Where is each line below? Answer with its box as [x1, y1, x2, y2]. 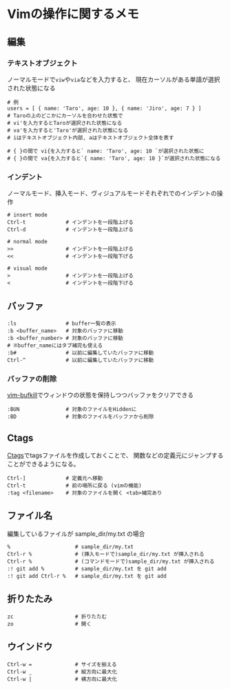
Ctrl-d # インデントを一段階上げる [7, 226, 134, 233]
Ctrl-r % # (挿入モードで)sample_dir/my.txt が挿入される [7, 550, 205, 557]
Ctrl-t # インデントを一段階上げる [7, 219, 134, 226]
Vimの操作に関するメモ [7, 6, 140, 22]
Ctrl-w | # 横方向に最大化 [7, 675, 118, 683]
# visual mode [7, 265, 48, 272]
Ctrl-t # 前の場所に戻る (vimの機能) [7, 482, 143, 490]
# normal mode [7, 239, 48, 246]
